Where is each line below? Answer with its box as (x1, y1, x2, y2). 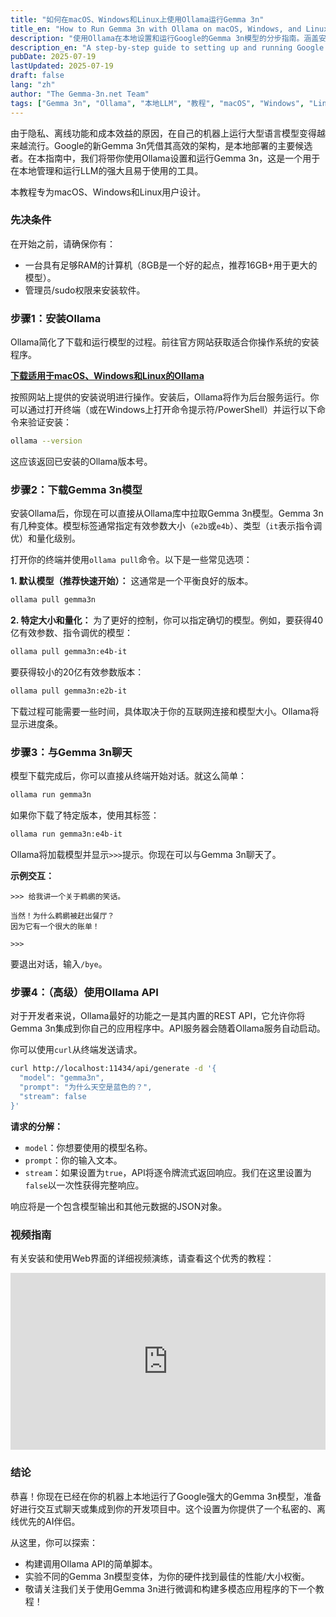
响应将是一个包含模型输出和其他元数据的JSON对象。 (10, 1200, 228, 1212)
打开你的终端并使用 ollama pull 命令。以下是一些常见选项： (10, 554, 253, 566)
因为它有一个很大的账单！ (10, 921, 100, 931)
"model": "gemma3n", (19, 1073, 105, 1083)
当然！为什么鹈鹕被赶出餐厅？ (10, 911, 115, 921)
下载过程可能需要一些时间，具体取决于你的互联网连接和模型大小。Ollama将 (10, 705, 320, 717)
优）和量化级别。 (10, 532, 81, 545)
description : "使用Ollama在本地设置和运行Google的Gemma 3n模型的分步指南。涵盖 (10, 33, 320, 43)
